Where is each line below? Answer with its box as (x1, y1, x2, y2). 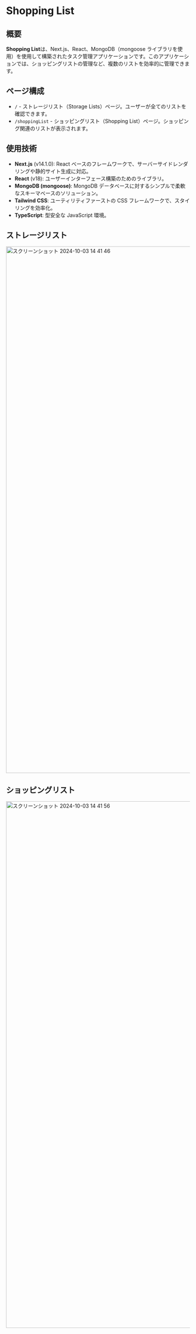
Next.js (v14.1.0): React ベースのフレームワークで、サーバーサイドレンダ (14, 160, 188, 167)
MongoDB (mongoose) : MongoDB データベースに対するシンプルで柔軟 (14, 182, 185, 189)
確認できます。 (14, 110, 51, 117)
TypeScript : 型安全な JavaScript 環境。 (14, 211, 110, 218)
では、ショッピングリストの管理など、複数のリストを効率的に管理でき (16, 60, 185, 67)
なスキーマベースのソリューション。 (14, 189, 101, 197)
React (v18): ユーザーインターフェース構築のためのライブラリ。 (14, 175, 167, 182)
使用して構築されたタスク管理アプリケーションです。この (21, 53, 159, 60)
